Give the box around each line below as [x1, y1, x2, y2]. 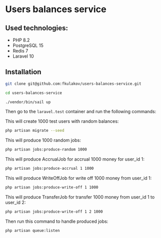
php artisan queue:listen [5, 228, 60, 233]
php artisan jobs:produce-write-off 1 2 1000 [5, 209, 103, 214]
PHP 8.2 [12, 37, 30, 43]
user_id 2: [5, 199, 26, 205]
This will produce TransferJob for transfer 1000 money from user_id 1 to [5, 194, 155, 200]
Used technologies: [5, 24, 68, 32]
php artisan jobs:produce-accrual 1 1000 [5, 166, 94, 171]
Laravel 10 [12, 53, 34, 59]
